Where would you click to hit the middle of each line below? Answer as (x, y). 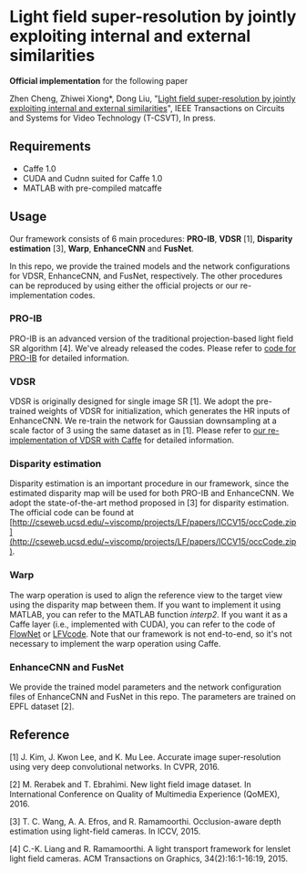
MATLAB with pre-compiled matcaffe (92, 188)
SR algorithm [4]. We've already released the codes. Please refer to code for (153, 348)
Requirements (50, 146)
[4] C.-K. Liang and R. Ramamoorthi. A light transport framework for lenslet (150, 848)
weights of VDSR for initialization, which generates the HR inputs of (164, 411)
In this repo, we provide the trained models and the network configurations (150, 265)
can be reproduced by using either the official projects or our (124, 286)
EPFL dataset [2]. (42, 707)
